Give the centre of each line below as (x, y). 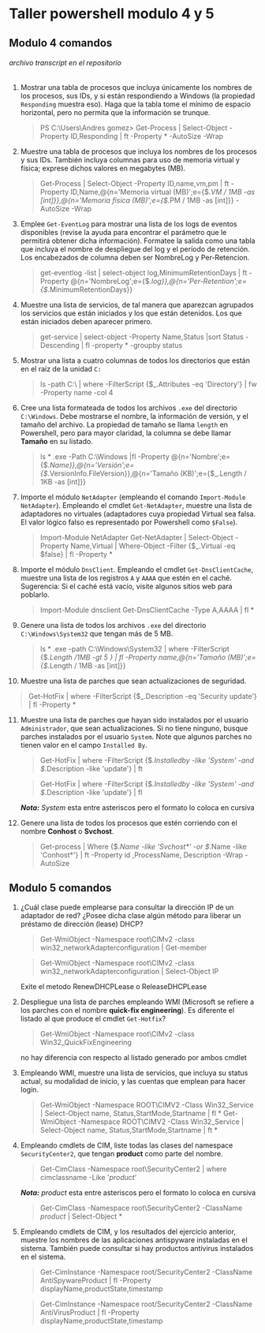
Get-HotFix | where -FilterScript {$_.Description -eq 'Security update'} (142, 696)
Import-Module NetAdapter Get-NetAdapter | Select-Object (136, 537)
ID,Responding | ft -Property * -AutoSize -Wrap (147, 136)
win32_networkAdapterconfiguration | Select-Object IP (129, 971)
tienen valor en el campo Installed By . (84, 745)
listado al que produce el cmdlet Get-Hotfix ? (93, 1018)
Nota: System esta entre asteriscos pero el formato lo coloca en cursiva (137, 807)
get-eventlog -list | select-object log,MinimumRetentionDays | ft (144, 272)
